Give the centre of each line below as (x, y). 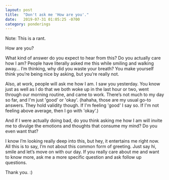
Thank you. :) (19, 172)
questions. (16, 163)
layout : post (19, 10)
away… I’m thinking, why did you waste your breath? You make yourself (79, 69)
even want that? (22, 131)
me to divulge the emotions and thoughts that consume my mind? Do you (81, 126)
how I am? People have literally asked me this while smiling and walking (79, 63)
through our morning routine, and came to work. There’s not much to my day (85, 95)
